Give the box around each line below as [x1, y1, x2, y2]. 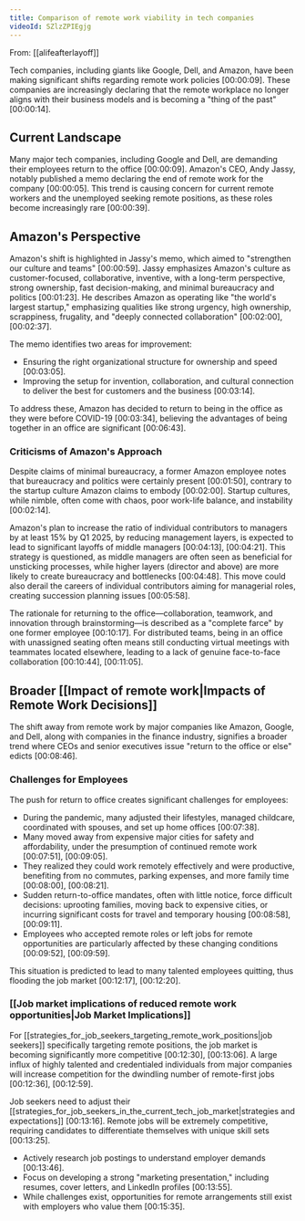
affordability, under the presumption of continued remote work [22, 840, 258, 851]
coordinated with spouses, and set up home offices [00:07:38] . [22, 821, 259, 832]
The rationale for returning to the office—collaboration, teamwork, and [9, 608, 273, 619]
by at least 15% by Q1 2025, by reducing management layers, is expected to [9, 532, 294, 543]
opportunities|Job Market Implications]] [9, 1009, 191, 1022]
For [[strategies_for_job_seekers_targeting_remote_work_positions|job [9, 1029, 273, 1040]
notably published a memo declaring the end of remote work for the [9, 173, 264, 184]
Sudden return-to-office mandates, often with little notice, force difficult [22, 889, 293, 900]
